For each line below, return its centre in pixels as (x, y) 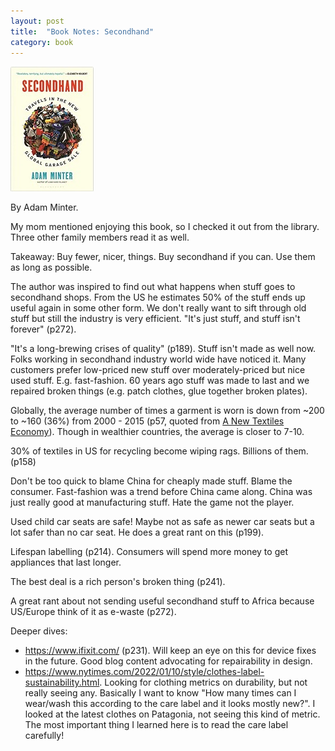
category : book (42, 42)
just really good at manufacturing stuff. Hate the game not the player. (152, 502)
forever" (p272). (43, 329)
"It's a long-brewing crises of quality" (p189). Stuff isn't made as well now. (163, 349)
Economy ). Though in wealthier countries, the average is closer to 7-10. (157, 432)
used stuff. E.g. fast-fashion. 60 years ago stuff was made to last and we (160, 381)
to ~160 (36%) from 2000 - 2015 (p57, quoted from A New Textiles (147, 421)
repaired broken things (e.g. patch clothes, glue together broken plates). (159, 391)
